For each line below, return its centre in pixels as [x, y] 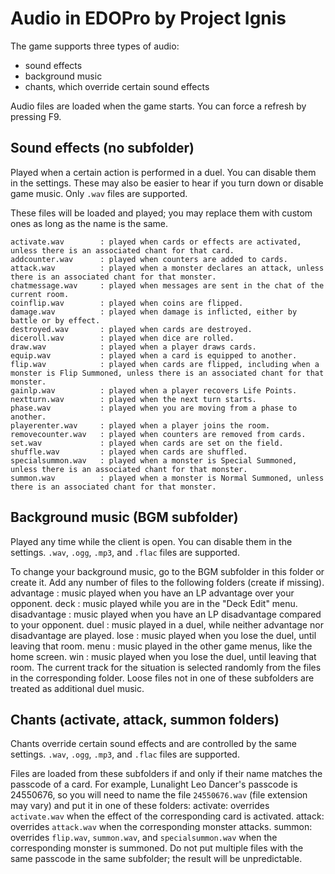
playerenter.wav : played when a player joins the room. [140, 425]
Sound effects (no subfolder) [102, 148]
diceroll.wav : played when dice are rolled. [122, 338]
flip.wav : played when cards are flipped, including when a [165, 364]
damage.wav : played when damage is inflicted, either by [154, 312]
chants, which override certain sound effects [117, 86]
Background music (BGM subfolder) [124, 517]
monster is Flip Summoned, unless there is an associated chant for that [167, 373]
